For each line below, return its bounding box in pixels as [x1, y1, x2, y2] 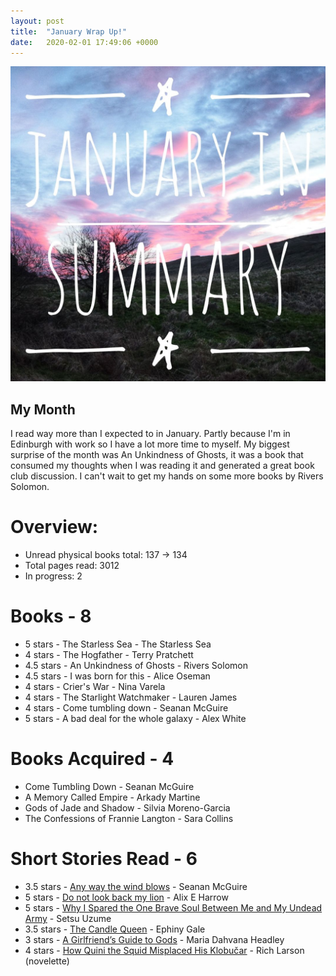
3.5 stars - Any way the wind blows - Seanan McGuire [24, 880, 248, 892]
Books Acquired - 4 [10, 748, 175, 770]
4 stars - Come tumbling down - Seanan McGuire [24, 702, 229, 714]
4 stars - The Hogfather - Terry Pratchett [24, 649, 194, 661]
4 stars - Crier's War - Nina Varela [24, 681, 166, 693]
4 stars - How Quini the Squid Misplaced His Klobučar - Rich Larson [24, 944, 305, 956]
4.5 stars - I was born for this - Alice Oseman [24, 670, 211, 682]
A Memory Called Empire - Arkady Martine [24, 791, 201, 803]
